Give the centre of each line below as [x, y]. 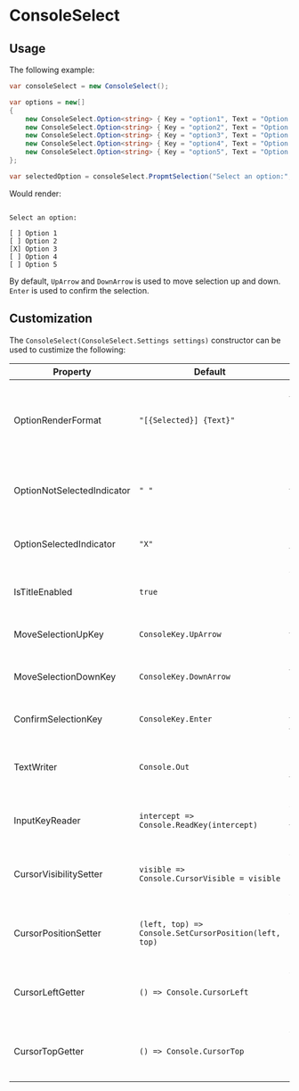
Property [72, 371]
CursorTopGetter [49, 1051]
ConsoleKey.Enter [176, 719]
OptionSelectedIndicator [65, 543]
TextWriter [36, 766]
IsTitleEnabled [43, 591]
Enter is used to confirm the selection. [79, 290]
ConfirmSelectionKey [58, 719]
